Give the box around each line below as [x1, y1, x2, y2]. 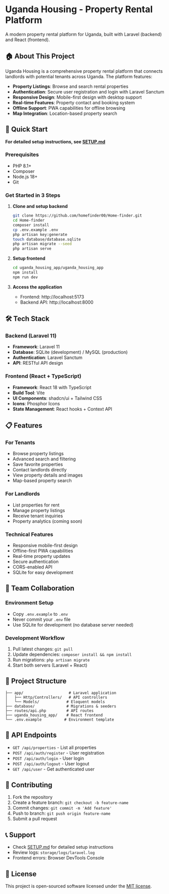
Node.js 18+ [12, 173, 38, 180]
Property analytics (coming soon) [12, 518, 82, 524]
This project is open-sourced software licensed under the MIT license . [5, 883, 152, 889]
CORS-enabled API [12, 564, 53, 570]
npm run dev [12, 275, 38, 280]
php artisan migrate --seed [12, 242, 72, 247]
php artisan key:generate [12, 232, 67, 237]
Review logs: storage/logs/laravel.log [12, 849, 95, 855]
